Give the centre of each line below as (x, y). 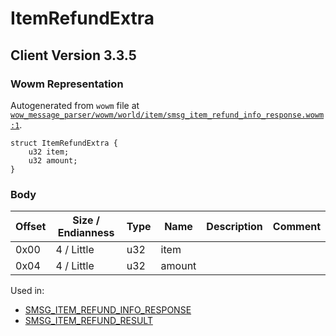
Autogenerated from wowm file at (75, 105)
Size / (86, 220)
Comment (296, 227)
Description (234, 227)
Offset (31, 227)
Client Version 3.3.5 (73, 55)
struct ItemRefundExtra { (64, 143)
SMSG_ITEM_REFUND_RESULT (88, 321)
